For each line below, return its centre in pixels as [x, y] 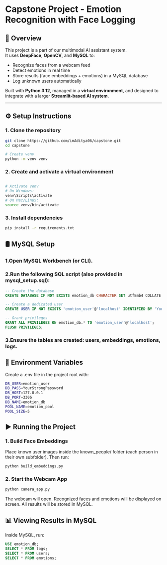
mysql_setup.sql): [28, 281]
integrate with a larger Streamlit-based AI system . [57, 96]
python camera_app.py [28, 489]
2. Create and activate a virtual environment [59, 172]
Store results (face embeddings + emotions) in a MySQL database [80, 75]
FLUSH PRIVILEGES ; [24, 327]
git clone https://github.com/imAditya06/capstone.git [63, 141]
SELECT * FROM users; [28, 553]
